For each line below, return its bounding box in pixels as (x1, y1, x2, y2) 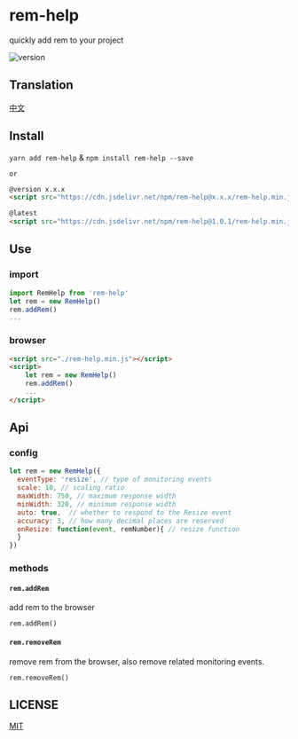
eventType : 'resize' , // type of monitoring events (17, 476, 213, 484)
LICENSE (9, 697, 59, 712)
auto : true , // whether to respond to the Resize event (17, 507, 232, 517)
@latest (9, 209, 38, 218)
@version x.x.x (9, 185, 66, 193)
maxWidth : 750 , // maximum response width (17, 491, 176, 501)
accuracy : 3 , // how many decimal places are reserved (17, 516, 224, 525)
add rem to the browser (9, 602, 96, 613)
